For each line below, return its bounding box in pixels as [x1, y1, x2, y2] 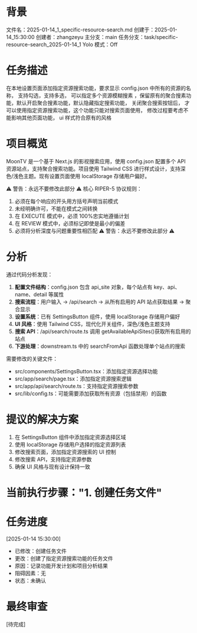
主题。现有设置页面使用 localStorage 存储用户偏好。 [23, 172, 150, 179]
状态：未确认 [14, 577, 46, 584]
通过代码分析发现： [6, 270, 53, 278]
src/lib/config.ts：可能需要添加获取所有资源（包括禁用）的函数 [14, 390, 167, 397]
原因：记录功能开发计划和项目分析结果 [14, 562, 108, 569]
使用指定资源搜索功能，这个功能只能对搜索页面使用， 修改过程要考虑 [16, 106, 183, 114]
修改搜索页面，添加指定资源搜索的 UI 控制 [14, 448, 116, 456]
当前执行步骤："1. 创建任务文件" [6, 486, 162, 499]
